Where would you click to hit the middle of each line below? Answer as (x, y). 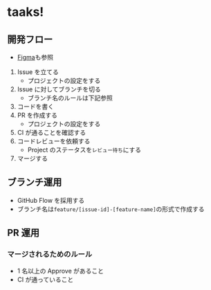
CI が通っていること (45, 279)
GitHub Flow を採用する (51, 200)
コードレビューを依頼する (54, 141)
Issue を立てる (38, 72)
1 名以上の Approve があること (61, 271)
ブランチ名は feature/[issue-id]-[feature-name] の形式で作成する (111, 209)
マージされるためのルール (49, 255)
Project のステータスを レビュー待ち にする (84, 150)
